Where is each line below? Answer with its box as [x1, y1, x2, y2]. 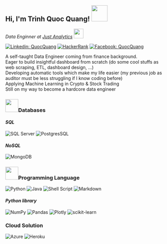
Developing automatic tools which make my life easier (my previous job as [5, 70, 162, 76]
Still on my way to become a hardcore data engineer [5, 86, 116, 92]
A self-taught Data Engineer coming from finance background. [5, 53, 138, 59]
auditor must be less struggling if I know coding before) [5, 75, 123, 81]
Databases [18, 106, 46, 113]
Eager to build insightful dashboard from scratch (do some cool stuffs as [5, 58, 159, 65]
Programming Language [18, 174, 80, 181]
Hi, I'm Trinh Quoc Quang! [5, 15, 90, 24]
